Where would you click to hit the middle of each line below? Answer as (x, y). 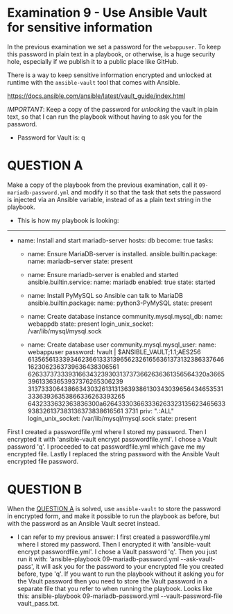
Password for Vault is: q (51, 138)
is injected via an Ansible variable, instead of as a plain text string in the (109, 199)
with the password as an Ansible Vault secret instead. (84, 523)
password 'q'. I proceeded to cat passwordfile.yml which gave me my (106, 447)
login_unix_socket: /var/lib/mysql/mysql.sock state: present (112, 418)
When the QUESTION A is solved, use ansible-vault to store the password (114, 508)
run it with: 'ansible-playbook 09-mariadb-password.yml (98, 559)
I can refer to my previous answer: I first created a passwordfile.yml (114, 537)
